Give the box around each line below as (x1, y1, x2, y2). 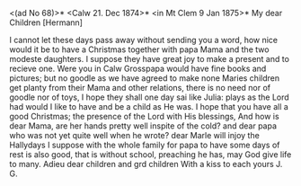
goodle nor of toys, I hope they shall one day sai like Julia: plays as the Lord (9, 92, 289, 102)
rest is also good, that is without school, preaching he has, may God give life (9, 149, 292, 160)
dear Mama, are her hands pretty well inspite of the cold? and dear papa (9, 120, 277, 131)
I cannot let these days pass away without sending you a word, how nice (9, 35, 279, 45)
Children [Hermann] (9, 17, 84, 28)
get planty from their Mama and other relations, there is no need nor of (9, 83, 271, 93)
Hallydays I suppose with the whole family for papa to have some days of (9, 139, 280, 150)
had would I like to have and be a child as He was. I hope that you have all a (9, 102, 289, 111)
